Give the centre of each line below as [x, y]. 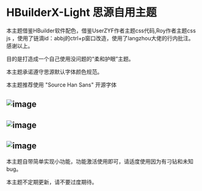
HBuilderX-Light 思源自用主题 [81, 13]
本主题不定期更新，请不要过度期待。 [52, 182]
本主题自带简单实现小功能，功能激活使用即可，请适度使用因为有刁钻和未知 [100, 161]
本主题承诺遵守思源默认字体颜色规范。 [54, 71]
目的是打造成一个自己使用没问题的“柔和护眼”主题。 [70, 59]
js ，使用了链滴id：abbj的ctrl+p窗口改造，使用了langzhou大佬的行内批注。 [100, 38]
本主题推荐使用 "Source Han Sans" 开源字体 [62, 85]
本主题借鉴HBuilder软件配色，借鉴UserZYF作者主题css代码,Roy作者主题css [101, 31]
